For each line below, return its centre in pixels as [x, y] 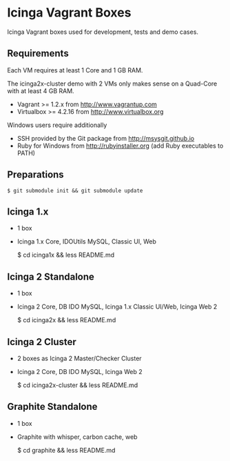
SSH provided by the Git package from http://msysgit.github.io [106, 138]
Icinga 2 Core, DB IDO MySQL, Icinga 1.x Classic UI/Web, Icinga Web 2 [117, 307]
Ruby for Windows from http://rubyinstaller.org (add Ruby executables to [120, 146]
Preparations [35, 175]
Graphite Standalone [52, 407]
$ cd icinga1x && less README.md [66, 255]
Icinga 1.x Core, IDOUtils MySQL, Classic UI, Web [87, 242]
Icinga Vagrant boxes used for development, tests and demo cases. [103, 32]
